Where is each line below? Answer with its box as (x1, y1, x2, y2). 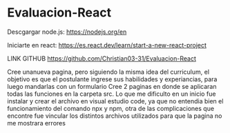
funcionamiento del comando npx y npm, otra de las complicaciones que (7, 104, 215, 112)
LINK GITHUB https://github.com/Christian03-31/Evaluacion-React (7, 54, 197, 63)
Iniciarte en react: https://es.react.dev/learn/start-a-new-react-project (7, 41, 207, 49)
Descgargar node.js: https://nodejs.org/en (7, 28, 127, 36)
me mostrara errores (7, 119, 66, 127)
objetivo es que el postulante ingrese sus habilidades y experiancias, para (7, 74, 218, 83)
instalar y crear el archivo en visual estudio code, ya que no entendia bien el (7, 96, 224, 105)
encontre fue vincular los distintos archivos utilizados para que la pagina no (7, 112, 222, 120)
